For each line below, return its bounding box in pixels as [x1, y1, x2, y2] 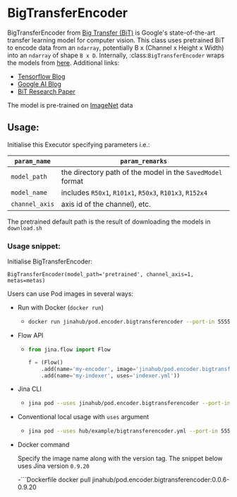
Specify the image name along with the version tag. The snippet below [17, 455, 224, 463]
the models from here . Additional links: [7, 58, 120, 67]
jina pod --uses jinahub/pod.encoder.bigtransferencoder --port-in [28, 400, 231, 407]
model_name [11, 188, 47, 196]
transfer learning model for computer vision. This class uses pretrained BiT [7, 35, 225, 44]
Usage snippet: [7, 241, 61, 251]
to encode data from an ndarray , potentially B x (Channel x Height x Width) [7, 43, 224, 52]
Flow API [17, 331, 44, 339]
